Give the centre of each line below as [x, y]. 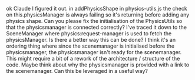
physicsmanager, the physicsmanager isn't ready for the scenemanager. [94, 52]
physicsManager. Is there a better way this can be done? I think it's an [91, 40]
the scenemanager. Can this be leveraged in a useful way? [77, 71]
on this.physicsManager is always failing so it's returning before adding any [98, 15]
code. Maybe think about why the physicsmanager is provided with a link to [98, 65]
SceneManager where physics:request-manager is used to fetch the [89, 34]
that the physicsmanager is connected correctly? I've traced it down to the [97, 27]
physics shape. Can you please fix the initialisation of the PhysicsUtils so [94, 21]
